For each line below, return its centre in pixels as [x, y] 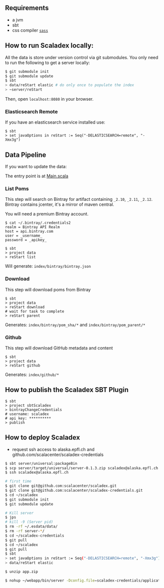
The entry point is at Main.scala [37, 176]
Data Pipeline [26, 155]
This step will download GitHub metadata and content [59, 348]
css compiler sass [30, 30]
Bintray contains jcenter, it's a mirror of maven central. [60, 204]
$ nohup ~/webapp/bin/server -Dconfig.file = [51, 580]
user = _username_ [24, 236]
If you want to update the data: [36, 167]
